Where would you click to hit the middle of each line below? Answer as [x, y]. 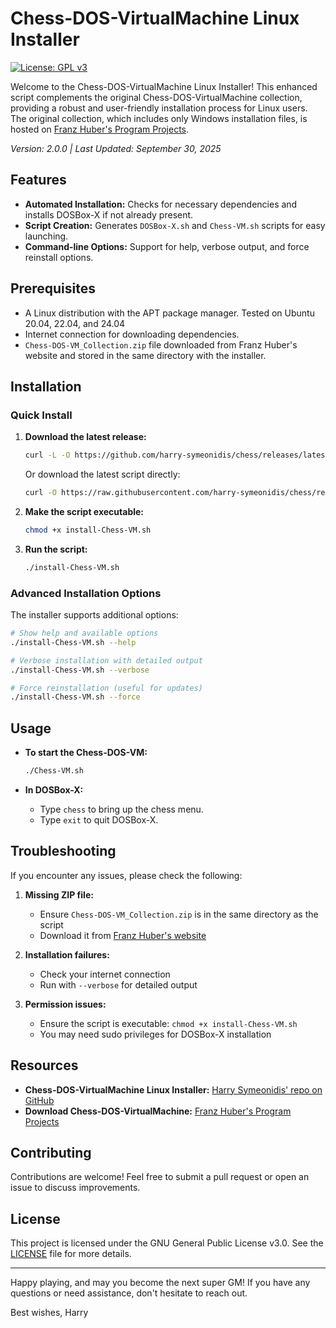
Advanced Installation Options [86, 593]
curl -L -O [47, 455]
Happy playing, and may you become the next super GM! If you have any [160, 1283]
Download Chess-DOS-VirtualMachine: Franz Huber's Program [158, 1111]
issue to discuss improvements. [75, 1188]
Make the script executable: [84, 511]
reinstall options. [59, 257]
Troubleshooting [63, 851]
